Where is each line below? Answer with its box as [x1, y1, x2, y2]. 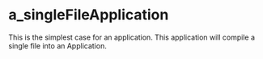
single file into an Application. [8, 40, 107, 50]
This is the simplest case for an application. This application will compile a [8, 32, 256, 42]
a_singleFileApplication [8, 6, 169, 24]
